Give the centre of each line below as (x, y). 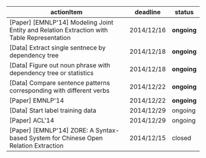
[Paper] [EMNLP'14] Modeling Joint (61, 22)
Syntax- (107, 130)
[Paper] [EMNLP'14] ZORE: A (52, 130)
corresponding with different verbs (59, 90)
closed (181, 138)
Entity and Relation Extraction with (59, 30)
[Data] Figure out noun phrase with (60, 65)
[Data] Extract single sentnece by (58, 47)
